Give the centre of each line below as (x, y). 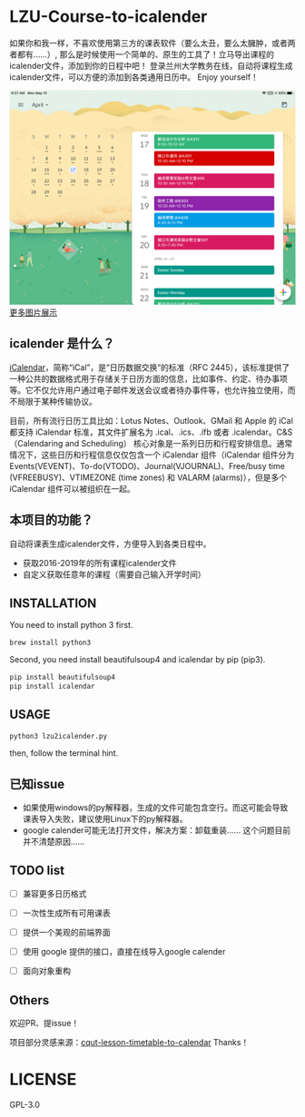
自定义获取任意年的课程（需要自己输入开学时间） (114, 574)
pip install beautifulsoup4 (63, 678)
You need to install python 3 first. (71, 625)
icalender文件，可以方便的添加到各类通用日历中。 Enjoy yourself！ (134, 77)
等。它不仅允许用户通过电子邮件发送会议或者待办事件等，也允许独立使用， (148, 390)
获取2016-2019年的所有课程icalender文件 (99, 563)
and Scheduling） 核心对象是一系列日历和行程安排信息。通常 (179, 443)
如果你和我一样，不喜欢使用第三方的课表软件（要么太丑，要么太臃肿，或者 (148, 43)
